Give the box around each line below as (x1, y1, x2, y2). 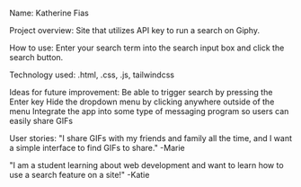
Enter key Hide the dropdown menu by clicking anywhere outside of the (9, 96, 275, 107)
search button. (9, 52, 64, 62)
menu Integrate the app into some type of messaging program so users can (9, 106, 289, 116)
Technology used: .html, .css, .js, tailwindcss (9, 69, 175, 80)
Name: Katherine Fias (9, 8, 90, 18)
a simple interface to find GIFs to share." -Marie (9, 143, 186, 153)
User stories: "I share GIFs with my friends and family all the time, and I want (9, 133, 293, 143)
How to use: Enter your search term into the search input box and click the (9, 42, 285, 53)
